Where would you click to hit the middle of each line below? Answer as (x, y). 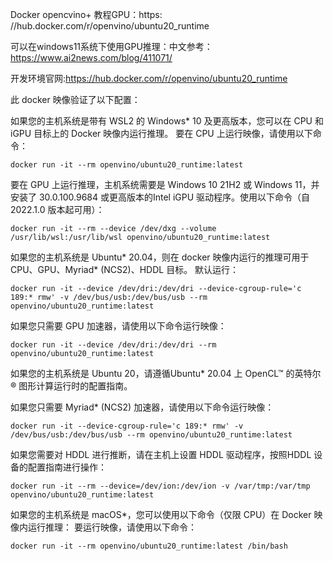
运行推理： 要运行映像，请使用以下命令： (112, 527)
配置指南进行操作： (67, 467)
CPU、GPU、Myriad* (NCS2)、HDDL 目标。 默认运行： (125, 269)
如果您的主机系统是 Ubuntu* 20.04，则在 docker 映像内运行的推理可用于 (160, 257)
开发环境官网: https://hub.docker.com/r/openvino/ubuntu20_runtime (149, 78)
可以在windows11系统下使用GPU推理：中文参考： (111, 46)
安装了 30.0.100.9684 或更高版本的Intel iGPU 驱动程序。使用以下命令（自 (160, 197)
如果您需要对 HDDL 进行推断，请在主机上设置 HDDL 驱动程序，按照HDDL (161, 454)
